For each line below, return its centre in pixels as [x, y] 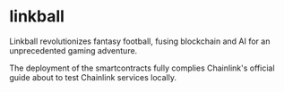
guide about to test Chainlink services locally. [93, 77]
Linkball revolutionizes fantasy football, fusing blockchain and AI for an [140, 41]
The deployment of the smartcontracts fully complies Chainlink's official [142, 68]
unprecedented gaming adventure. [73, 50]
